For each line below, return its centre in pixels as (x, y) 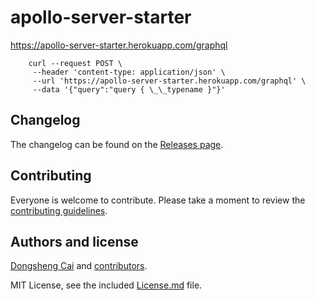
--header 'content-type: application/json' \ (129, 72)
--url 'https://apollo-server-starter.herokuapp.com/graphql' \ (169, 81)
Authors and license (74, 241)
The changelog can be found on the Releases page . (117, 144)
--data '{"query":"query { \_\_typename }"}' (129, 89)
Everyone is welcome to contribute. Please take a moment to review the (158, 200)
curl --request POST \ (75, 63)
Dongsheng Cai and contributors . (79, 266)
